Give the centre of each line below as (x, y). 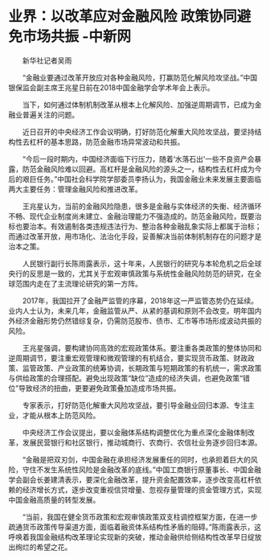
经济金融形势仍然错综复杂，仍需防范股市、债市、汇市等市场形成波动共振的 (138, 321)
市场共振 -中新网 (77, 37)
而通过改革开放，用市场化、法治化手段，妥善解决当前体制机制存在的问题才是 (135, 236)
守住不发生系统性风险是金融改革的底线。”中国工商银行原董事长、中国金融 (142, 469)
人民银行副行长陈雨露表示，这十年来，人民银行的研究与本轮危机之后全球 (142, 263)
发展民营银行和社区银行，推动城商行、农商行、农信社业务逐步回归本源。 (142, 442)
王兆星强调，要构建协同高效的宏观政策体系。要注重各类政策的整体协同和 (142, 347)
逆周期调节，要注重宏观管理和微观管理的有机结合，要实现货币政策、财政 (128, 358)
